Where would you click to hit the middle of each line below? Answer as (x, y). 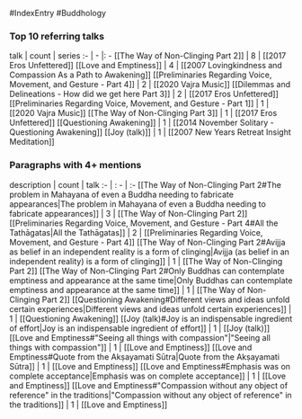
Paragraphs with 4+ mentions (75, 165)
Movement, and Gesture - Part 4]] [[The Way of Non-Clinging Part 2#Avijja (147, 242)
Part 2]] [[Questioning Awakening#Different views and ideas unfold (166, 299)
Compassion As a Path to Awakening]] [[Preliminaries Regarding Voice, (141, 75)
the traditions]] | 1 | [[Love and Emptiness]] (89, 405)
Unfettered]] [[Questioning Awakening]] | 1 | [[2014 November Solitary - (142, 123)
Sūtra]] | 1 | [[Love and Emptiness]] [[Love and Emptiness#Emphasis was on (150, 366)
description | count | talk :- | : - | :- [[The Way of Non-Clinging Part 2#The (145, 184)
